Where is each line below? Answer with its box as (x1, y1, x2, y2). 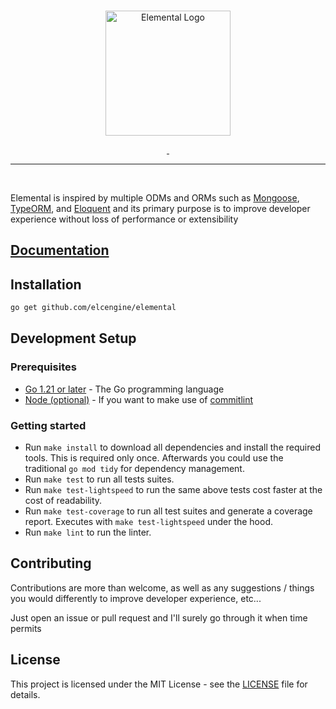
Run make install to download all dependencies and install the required (24, 441, 321, 454)
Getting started (10, 418, 87, 432)
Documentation (10, 242, 110, 259)
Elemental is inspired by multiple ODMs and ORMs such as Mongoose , (10, 192, 300, 204)
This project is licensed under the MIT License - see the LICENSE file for (10, 678, 308, 690)
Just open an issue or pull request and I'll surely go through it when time (10, 611, 308, 624)
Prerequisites (10, 360, 77, 374)
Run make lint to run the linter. (24, 526, 152, 539)
